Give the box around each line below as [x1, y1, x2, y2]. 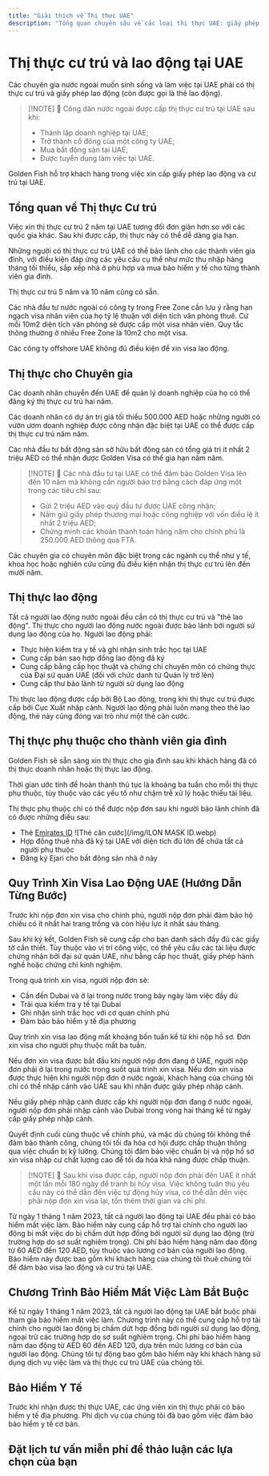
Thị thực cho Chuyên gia [8, 367, 134, 380]
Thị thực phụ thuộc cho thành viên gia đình [8, 734, 227, 748]
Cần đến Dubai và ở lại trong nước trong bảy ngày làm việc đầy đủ [19, 990, 239, 1001]
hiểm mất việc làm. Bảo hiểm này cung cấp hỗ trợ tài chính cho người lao [8, 1220, 248, 1229]
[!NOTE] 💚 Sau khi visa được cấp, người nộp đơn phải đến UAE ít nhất [27, 1170, 256, 1180]
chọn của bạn [8, 1454, 78, 1469]
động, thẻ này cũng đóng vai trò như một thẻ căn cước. [8, 711, 191, 720]
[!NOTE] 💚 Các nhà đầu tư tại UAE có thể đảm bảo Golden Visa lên [27, 469, 247, 479]
